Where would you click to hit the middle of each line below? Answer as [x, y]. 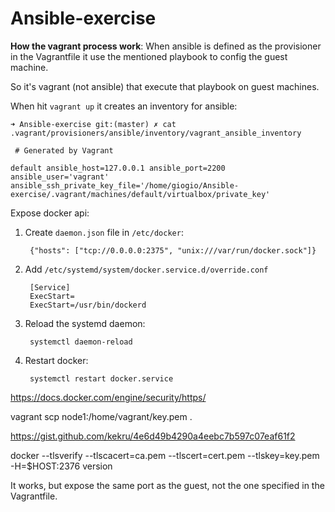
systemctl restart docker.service [101, 378]
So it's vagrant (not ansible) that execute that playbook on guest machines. [165, 86]
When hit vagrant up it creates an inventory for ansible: [124, 106]
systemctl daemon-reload [81, 342]
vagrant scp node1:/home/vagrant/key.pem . [101, 416]
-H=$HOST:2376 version [61, 466]
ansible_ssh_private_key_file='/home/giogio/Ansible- [125, 185]
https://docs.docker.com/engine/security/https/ [108, 397]
